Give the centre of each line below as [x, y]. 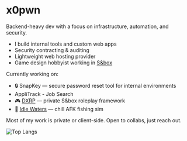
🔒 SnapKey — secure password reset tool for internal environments [95, 85]
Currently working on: [32, 74]
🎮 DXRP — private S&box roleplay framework [70, 101]
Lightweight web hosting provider [55, 56]
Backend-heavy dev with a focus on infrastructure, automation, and [87, 26]
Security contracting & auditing [52, 50]
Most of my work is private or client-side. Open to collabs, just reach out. [94, 120]
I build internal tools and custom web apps [65, 44]
